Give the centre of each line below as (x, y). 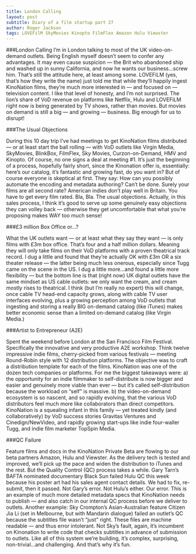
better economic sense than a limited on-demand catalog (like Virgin (89, 313)
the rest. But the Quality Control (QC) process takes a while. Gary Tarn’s (93, 470)
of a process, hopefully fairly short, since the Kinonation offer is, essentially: (98, 166)
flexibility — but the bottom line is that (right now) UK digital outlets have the (98, 276)
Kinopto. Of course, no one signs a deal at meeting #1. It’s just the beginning (98, 160)
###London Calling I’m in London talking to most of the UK (77, 50)
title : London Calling (34, 11)
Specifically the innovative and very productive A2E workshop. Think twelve (98, 348)
